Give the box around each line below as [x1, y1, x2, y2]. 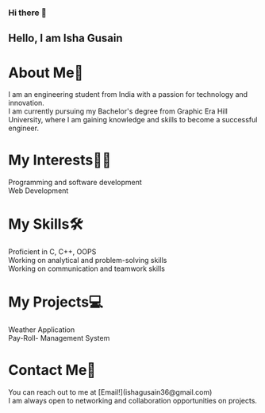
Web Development [8, 186, 69, 195]
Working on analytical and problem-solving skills [8, 256, 167, 265]
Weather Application [8, 325, 75, 334]
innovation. [8, 98, 45, 108]
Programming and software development [8, 178, 143, 187]
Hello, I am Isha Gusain [8, 32, 123, 45]
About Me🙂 [8, 64, 84, 82]
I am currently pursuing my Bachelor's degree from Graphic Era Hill [8, 106, 228, 116]
